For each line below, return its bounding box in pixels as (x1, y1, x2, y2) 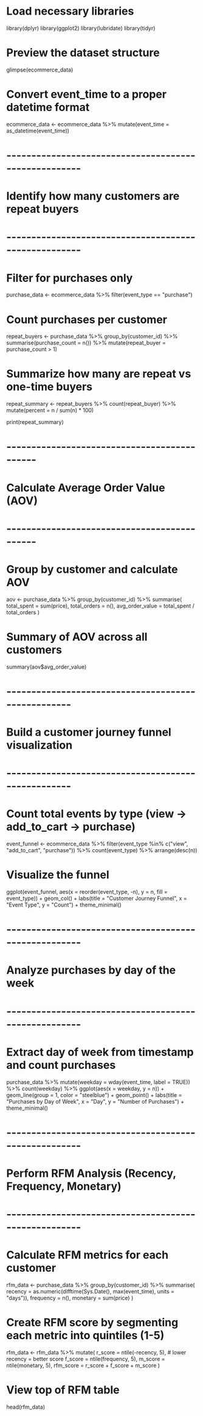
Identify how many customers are (6, 189, 180, 203)
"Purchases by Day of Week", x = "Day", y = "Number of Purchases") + (6, 1098, 184, 1105)
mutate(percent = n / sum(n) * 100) (6, 407, 94, 414)
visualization (6, 738, 73, 752)
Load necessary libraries (6, 4, 134, 18)
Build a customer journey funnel (6, 725, 171, 739)
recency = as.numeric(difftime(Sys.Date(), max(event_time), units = (6, 1288, 175, 1295)
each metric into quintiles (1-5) (6, 1329, 165, 1343)
